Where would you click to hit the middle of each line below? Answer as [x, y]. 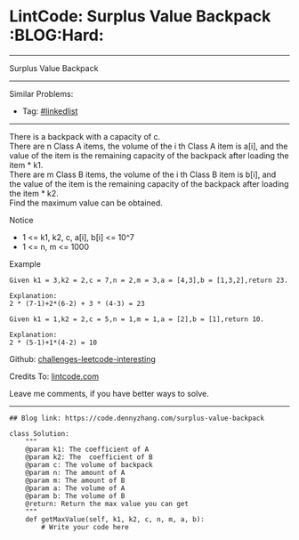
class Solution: [39, 433]
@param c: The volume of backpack [89, 464]
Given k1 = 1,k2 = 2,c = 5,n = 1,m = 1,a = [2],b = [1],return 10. [137, 319]
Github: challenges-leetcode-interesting [82, 359]
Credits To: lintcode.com [54, 376]
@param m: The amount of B [75, 480]
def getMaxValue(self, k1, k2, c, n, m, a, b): [115, 519]
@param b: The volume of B [75, 496]
